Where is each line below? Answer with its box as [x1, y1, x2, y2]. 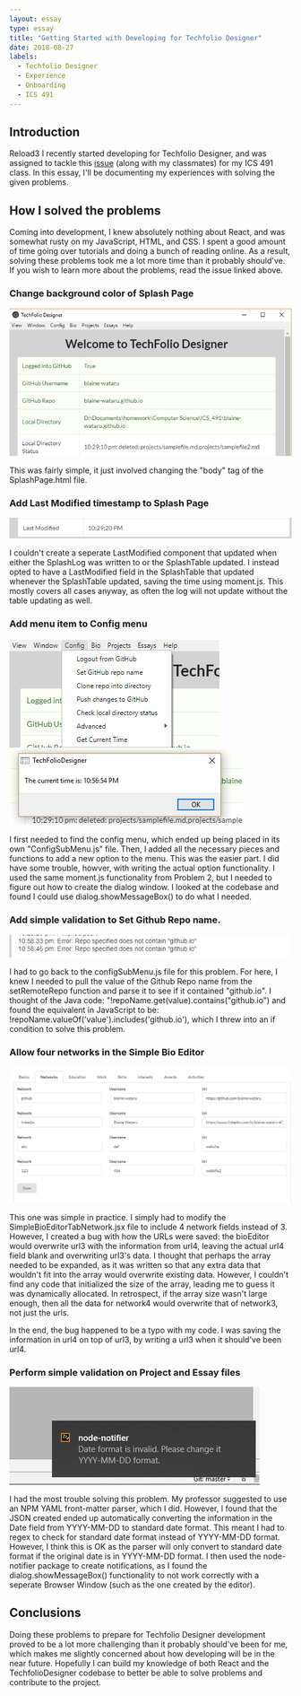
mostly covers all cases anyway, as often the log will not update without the [9, 586, 288, 597]
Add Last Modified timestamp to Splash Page [9, 496, 209, 509]
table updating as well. [9, 595, 92, 606]
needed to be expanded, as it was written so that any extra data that [9, 1259, 262, 1270]
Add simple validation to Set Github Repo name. [9, 914, 221, 926]
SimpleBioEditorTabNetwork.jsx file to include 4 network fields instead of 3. [9, 1221, 288, 1232]
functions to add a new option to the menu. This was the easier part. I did [9, 853, 279, 864]
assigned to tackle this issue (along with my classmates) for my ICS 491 [9, 158, 273, 169]
